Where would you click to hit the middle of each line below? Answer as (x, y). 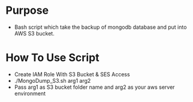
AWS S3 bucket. (34, 33)
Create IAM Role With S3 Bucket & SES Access (72, 74)
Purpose (27, 10)
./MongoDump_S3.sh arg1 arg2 (52, 80)
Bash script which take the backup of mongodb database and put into (100, 27)
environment (30, 93)
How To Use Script (52, 58)
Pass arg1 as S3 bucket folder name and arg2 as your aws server (94, 87)
